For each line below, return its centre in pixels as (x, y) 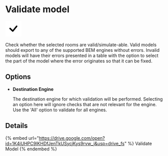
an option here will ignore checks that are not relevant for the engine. (85, 104)
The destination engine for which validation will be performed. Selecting (88, 99)
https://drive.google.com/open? (72, 138)
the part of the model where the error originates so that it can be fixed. (79, 61)
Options (18, 77)
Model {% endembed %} (31, 149)
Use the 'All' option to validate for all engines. (60, 110)
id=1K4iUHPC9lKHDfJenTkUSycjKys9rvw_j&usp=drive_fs (65, 143)
